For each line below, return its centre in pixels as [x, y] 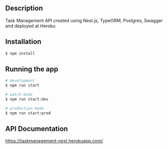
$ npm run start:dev [27, 99]
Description [24, 8]
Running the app [32, 69]
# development [20, 81]
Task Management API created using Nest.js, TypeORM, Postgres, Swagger [84, 20]
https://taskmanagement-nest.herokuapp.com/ [54, 141]
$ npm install [20, 53]
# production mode [25, 108]
